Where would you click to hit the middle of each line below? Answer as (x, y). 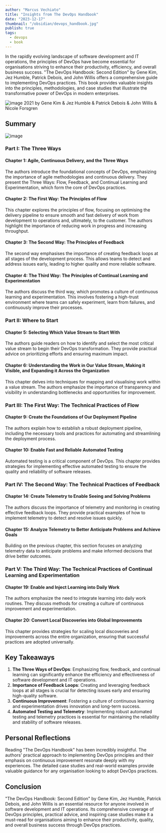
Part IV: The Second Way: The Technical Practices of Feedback (83, 484)
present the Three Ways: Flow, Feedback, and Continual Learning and (76, 182)
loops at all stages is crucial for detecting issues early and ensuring (81, 691)
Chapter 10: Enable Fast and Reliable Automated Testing (64, 450)
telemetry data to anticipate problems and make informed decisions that (79, 551)
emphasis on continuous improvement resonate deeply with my (70, 760)
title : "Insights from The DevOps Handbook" (52, 14)
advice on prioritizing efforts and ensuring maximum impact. (67, 354)
